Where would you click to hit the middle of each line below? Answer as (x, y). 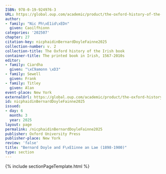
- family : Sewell (23, 74)
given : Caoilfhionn (30, 28)
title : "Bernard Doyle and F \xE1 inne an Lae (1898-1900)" (66, 148)
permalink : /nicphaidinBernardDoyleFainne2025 (54, 129)
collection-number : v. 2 (31, 46)
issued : (13, 106)
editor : (13, 60)
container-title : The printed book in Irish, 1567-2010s (65, 56)
